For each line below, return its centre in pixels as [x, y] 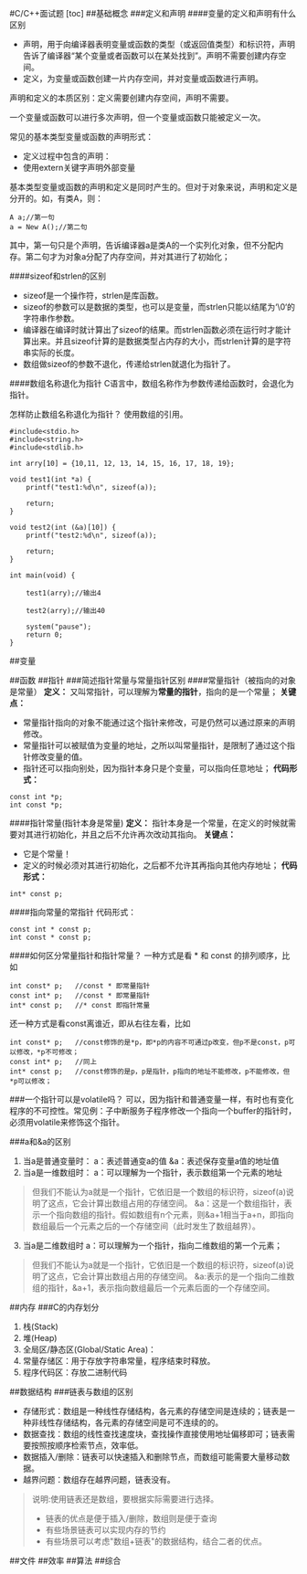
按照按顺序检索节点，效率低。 [87, 1445]
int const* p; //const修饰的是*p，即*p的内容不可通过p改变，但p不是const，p [149, 1042]
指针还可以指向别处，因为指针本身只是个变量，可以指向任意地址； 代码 [156, 768]
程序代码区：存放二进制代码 [75, 1372]
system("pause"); [59, 627]
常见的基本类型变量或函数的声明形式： [81, 137]
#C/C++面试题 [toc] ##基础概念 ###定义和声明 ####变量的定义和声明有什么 [153, 13]
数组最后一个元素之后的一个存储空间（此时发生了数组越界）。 [146, 1226]
